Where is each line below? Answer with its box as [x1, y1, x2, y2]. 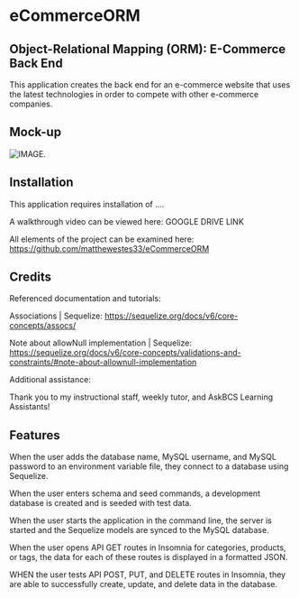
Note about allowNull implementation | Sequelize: [9, 337, 192, 348]
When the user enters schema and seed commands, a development [9, 488, 261, 499]
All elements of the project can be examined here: [9, 234, 195, 244]
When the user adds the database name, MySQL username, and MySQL [9, 452, 277, 463]
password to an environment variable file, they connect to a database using [9, 461, 289, 472]
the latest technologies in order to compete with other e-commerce [9, 89, 259, 99]
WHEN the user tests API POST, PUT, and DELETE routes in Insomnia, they [9, 569, 286, 580]
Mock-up [9, 124, 61, 140]
